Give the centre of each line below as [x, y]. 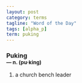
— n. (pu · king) [24, 62]
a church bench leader [43, 75]
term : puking [23, 35]
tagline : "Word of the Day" [42, 23]
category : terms [27, 18]
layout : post [23, 12]
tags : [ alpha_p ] [27, 29]
